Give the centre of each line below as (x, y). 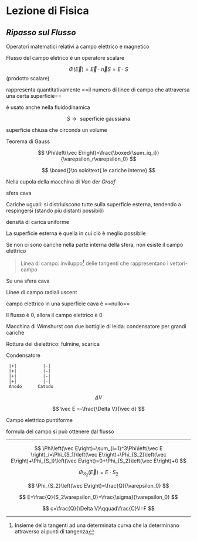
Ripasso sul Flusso (41, 33)
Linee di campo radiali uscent (42, 292)
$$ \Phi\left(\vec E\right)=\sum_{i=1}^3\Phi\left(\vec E (98, 448)
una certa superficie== (34, 96)
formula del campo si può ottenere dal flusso (60, 431)
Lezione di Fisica (47, 11)
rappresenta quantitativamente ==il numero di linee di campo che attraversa (98, 90)
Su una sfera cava (28, 281)
